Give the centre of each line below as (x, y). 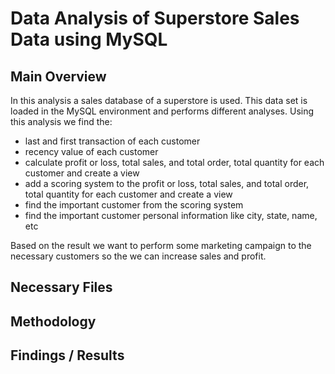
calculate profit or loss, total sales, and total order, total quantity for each (174, 162)
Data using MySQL (89, 39)
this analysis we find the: (61, 121)
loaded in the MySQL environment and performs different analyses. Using (162, 111)
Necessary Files (61, 287)
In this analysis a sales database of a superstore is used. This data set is (159, 100)
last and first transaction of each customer (112, 141)
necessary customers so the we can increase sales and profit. (138, 256)
